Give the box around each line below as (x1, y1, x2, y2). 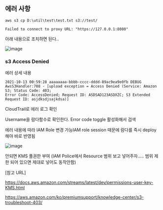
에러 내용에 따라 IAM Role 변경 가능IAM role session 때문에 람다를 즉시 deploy (5, 127, 157, 133)
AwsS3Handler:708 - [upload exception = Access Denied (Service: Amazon (5, 84, 157, 89)
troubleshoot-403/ (5, 200, 43, 206)
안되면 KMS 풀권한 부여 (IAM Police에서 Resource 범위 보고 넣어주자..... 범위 (5, 153, 153, 159)
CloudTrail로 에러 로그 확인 (5, 106, 57, 112)
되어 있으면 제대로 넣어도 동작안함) (10, 159, 76, 165)
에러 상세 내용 (5, 70, 32, 76)
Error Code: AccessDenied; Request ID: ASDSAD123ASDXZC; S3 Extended (5, 92, 151, 97)
